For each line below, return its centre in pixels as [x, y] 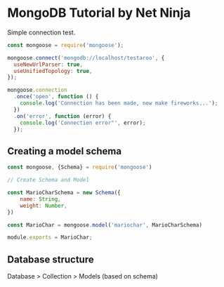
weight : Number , [44, 206]
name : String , [40, 199]
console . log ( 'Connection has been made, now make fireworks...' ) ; [119, 103]
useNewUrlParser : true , [48, 65]
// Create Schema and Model [48, 180]
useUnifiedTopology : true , [53, 71]
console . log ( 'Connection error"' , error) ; [83, 123]
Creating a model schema [64, 151]
